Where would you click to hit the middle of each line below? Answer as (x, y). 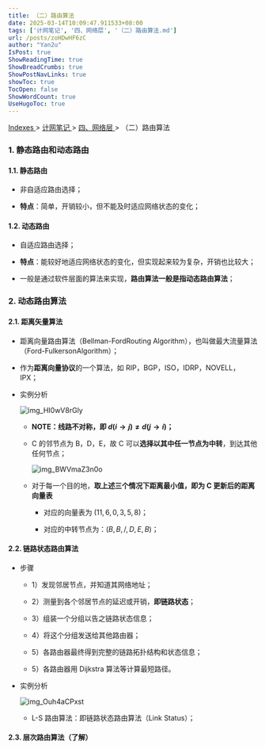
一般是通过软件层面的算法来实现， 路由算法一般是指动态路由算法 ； (127, 279)
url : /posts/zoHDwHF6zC (47, 38)
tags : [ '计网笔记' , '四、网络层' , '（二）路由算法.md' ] (93, 30)
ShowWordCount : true (42, 97)
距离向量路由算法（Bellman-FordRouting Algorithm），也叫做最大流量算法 (138, 341)
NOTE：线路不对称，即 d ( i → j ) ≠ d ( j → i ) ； (102, 426)
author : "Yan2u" (35, 45)
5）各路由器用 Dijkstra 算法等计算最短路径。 (103, 669)
